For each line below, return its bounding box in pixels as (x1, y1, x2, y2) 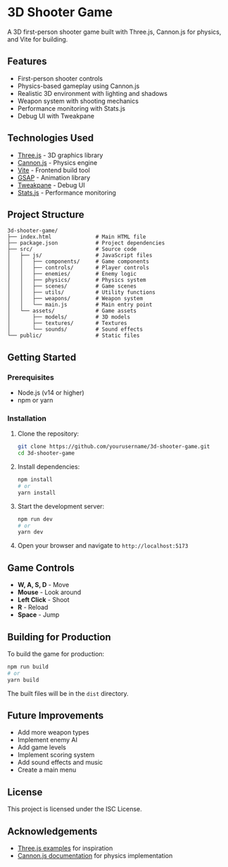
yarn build (7, 676, 39, 684)
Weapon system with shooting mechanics (17, 97, 139, 105)
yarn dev (17, 529, 44, 536)
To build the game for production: (7, 649, 105, 658)
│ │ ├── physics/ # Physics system (7, 276, 146, 284)
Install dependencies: (17, 462, 80, 471)
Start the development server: (17, 502, 105, 510)
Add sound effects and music (17, 758, 103, 767)
